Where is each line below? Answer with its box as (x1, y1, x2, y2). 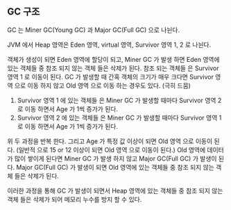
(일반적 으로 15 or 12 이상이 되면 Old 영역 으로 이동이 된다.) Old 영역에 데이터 (16, 145, 224, 154)
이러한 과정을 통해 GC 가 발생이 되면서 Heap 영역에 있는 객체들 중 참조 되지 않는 (7, 186, 223, 195)
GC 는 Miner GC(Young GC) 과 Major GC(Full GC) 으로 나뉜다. (7, 26, 180, 34)
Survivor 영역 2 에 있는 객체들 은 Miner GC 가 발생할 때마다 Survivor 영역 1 (17, 113, 222, 122)
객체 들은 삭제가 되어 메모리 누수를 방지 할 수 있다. (7, 195, 142, 203)
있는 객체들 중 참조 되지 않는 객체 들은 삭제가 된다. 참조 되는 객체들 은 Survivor (7, 64, 219, 72)
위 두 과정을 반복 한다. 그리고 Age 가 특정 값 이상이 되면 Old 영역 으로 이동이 (7, 137, 213, 145)
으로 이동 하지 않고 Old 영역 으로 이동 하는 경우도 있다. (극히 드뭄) (14, 81, 191, 90)
